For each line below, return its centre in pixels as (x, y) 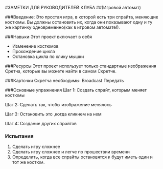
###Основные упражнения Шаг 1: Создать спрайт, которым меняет (76, 90)
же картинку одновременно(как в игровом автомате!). (63, 27)
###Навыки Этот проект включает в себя (48, 37)
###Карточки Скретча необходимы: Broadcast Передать (64, 81)
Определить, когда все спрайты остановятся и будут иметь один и (82, 157)
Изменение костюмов (35, 46)
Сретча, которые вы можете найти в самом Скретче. (61, 71)
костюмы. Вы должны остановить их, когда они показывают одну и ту (79, 22)
